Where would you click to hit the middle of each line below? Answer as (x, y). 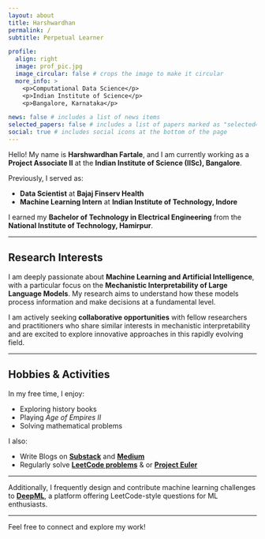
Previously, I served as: (46, 178)
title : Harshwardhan (42, 23)
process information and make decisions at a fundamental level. (112, 301)
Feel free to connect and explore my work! (77, 526)
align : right (37, 59)
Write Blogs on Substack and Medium (82, 456)
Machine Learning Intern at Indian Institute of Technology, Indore (129, 201)
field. (17, 342)
